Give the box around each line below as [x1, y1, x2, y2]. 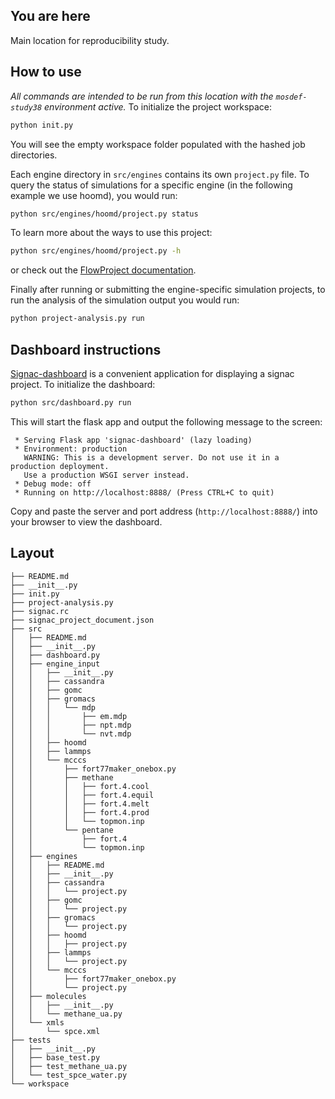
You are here [10, 8, 91, 25]
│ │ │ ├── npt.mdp [10, 720, 132, 730]
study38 [10, 102, 43, 113]
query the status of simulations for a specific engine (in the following [10, 179, 293, 191]
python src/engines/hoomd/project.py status [10, 209, 199, 219]
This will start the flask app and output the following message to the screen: [10, 415, 323, 428]
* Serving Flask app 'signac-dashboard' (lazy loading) [14, 435, 253, 445]
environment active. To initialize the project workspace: [44, 100, 273, 113]
